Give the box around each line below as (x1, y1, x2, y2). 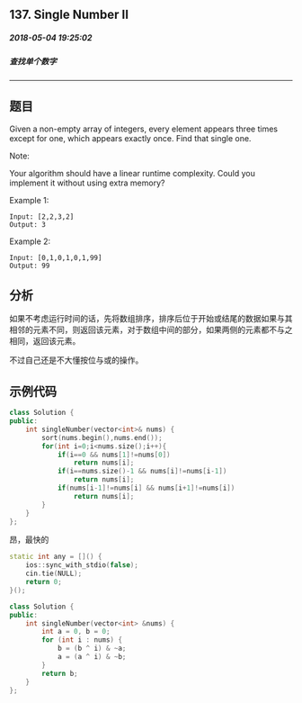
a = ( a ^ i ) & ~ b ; (57, 653, 127, 662)
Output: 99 (9, 261, 50, 270)
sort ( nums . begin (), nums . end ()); (41, 433, 164, 442)
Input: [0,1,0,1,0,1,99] (9, 253, 102, 262)
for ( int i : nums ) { (41, 635, 123, 644)
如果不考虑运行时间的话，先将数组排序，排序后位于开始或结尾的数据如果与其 (9, 313, 293, 324)
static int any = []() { (9, 553, 102, 562)
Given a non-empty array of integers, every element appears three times (9, 123, 279, 134)
